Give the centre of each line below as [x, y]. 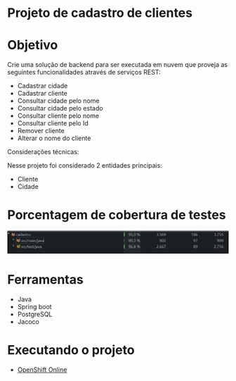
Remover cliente [41, 131]
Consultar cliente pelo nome [58, 116]
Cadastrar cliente [42, 94]
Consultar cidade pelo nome [58, 101]
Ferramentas [46, 279]
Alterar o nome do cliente [54, 138]
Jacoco [28, 321]
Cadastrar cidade [42, 86]
